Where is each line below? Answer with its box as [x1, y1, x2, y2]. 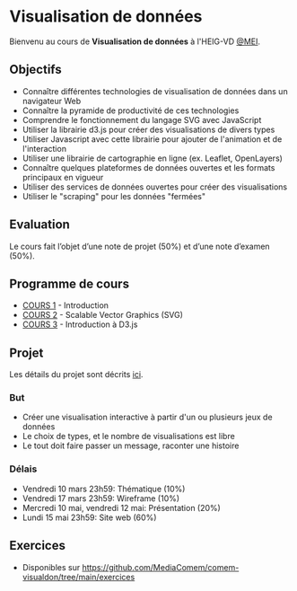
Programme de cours [9, 276, 130, 291]
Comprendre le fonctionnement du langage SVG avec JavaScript [22, 114, 262, 125]
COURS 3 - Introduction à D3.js [22, 319, 138, 330]
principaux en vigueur [22, 172, 104, 182]
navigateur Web [22, 95, 82, 106]
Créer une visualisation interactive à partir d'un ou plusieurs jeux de [22, 411, 273, 423]
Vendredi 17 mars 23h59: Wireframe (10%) [22, 492, 180, 504]
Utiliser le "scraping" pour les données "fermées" [22, 190, 206, 201]
